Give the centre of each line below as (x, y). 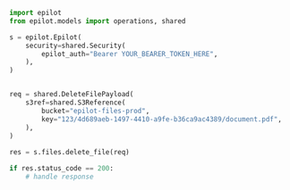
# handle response (60, 177)
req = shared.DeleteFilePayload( (72, 95)
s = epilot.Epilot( (46, 37)
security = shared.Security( (76, 45)
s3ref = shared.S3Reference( (76, 103)
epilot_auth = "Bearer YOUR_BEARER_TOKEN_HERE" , (130, 54)
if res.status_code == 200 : (62, 169)
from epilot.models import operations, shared (98, 21)
